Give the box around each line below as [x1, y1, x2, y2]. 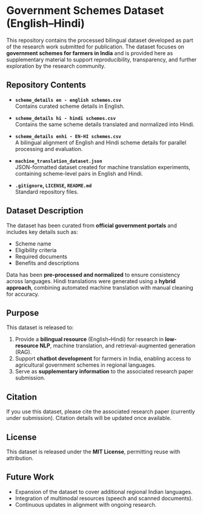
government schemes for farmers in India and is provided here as [6, 49, 173, 56]
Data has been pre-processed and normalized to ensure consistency [6, 271, 181, 278]
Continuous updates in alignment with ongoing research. [15, 501, 157, 508]
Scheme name [15, 240, 52, 247]
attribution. [6, 455, 34, 461]
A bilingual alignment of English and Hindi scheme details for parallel [15, 139, 187, 146]
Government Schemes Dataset [6, 4, 164, 18]
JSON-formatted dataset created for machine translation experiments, [15, 163, 191, 170]
